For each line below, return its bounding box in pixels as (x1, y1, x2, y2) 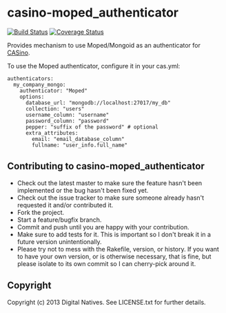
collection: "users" (25, 105, 85, 112)
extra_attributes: (25, 129, 79, 136)
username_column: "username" (25, 111, 110, 118)
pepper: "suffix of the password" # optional (25, 123, 158, 131)
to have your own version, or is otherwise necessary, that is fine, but (17, 252, 212, 260)
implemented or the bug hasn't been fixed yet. (17, 186, 149, 194)
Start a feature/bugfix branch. (17, 216, 102, 224)
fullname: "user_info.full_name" (32, 142, 128, 149)
